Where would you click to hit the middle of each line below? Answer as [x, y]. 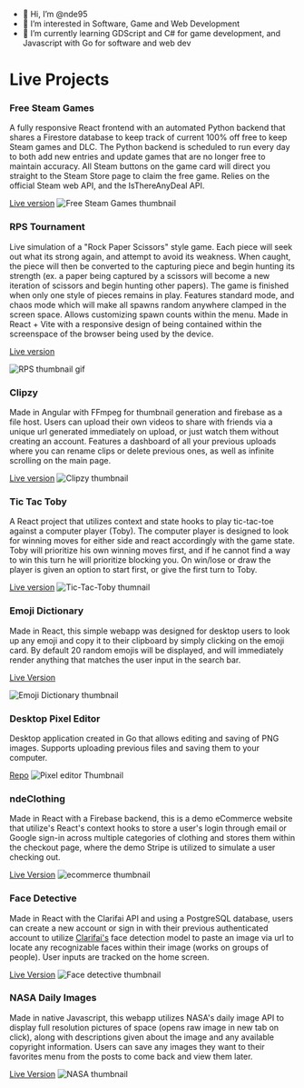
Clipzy [24, 393]
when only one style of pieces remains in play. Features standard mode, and [152, 294]
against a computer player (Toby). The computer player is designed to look [149, 531]
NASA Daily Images [53, 998]
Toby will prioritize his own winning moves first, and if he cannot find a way [150, 551]
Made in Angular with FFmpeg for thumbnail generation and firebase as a [146, 413]
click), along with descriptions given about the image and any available [142, 1037]
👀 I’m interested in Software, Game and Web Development [131, 24]
